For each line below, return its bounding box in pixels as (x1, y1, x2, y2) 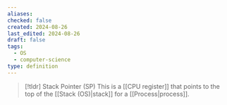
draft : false (7, 37, 46, 44)
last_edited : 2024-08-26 (7, 30, 80, 37)
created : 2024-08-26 (7, 23, 68, 30)
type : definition (7, 63, 59, 70)
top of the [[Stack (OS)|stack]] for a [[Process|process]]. (24, 89, 190, 98)
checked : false (7, 17, 52, 24)
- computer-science (13, 56, 71, 63)
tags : (7, 43, 23, 50)
